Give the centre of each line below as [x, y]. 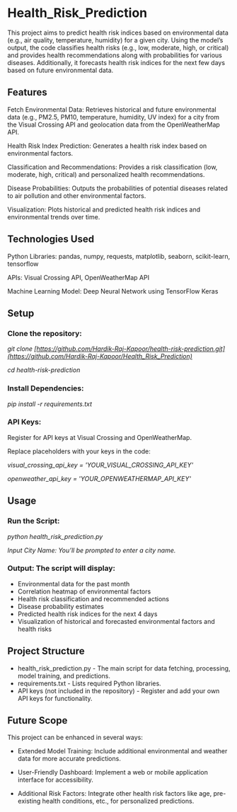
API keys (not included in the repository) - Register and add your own [118, 690]
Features [27, 92]
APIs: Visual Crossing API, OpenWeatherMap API [79, 277]
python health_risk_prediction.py [55, 536]
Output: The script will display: [61, 569]
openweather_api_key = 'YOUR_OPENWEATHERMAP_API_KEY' [99, 478]
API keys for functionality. [55, 698]
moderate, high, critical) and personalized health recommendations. [106, 174]
